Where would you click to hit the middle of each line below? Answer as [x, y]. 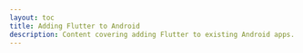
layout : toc [32, 18]
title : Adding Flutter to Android [75, 26]
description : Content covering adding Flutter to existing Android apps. [152, 34]
